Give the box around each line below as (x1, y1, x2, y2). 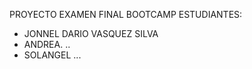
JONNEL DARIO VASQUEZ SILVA (23, 28, 159, 39)
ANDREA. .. (23, 39, 71, 50)
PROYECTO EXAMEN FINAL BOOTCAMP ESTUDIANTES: (9, 9, 243, 20)
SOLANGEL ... (23, 49, 82, 61)
